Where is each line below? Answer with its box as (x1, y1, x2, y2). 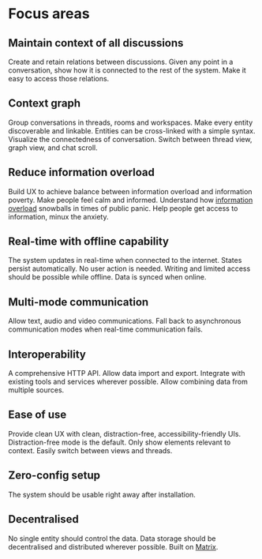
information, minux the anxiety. (8, 212, 109, 221)
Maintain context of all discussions (8, 36, 184, 50)
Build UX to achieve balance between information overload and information (8, 186, 253, 196)
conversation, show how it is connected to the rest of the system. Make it (8, 66, 246, 75)
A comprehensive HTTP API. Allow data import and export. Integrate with (8, 369, 246, 378)
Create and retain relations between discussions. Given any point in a (8, 57, 234, 66)
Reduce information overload (8, 166, 155, 179)
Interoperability (8, 347, 87, 361)
